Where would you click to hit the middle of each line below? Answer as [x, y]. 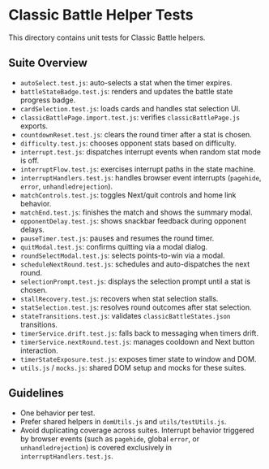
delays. [32, 229]
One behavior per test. [58, 413]
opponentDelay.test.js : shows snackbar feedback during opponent [133, 220]
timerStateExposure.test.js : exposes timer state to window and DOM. [138, 358]
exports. [34, 126]
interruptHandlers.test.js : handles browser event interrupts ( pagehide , [141, 177]
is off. [29, 160]
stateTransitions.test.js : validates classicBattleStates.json [125, 315]
